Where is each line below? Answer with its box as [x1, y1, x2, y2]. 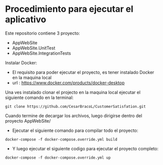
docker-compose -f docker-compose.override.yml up [5, 155, 111, 160]
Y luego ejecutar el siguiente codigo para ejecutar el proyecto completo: [12, 145, 159, 151]
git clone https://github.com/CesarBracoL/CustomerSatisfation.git [5, 104, 146, 109]
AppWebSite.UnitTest [12, 45, 55, 51]
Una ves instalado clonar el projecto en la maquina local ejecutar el [5, 89, 141, 95]
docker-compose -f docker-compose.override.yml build [5, 137, 118, 142]
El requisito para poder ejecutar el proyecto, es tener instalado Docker [12, 69, 155, 75]
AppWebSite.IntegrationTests [12, 50, 71, 56]
